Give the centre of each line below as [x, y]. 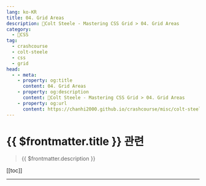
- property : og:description [53, 92]
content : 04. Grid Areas [54, 87]
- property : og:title [45, 80]
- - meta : [24, 75]
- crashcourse [30, 47]
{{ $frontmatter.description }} [58, 159]
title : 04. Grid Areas [35, 18]
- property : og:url [42, 103]
